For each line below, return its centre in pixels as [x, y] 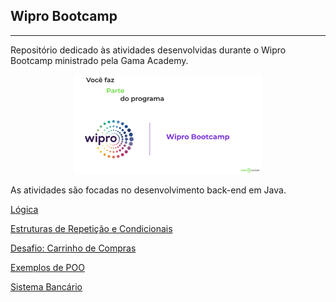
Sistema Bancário [46, 286]
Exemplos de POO [47, 267]
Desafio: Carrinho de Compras [73, 248]
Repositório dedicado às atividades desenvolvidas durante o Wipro [148, 50]
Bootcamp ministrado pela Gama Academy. [99, 60]
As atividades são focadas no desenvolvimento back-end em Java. [148, 190]
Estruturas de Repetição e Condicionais [91, 228]
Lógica [24, 209]
